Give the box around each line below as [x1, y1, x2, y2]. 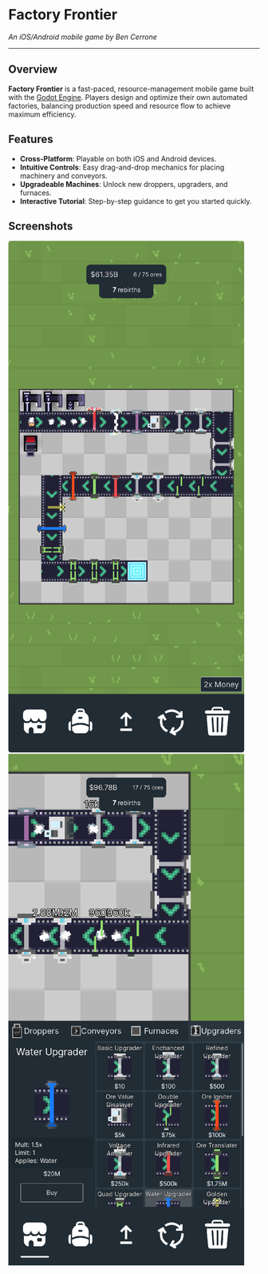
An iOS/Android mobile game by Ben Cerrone [8, 32, 158, 42]
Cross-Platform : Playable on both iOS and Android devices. [19, 153, 217, 163]
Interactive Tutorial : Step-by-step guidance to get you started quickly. [19, 196, 253, 205]
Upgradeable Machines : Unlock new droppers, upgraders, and [19, 179, 229, 189]
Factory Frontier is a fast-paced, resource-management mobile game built [8, 84, 254, 94]
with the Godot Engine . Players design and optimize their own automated [8, 92, 248, 102]
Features [8, 133, 53, 146]
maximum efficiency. [8, 109, 77, 119]
